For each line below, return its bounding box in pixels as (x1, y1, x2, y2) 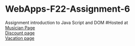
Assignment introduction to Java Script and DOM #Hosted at (5, 20, 128, 25)
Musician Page (5, 24, 35, 30)
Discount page (5, 30, 35, 36)
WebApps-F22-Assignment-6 (5, 3, 131, 15)
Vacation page (5, 35, 34, 41)
